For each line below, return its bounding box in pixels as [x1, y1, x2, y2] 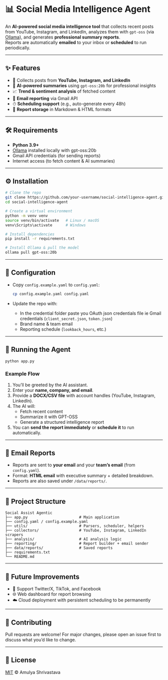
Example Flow [5, 370, 40, 377]
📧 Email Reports [5, 449, 55, 457]
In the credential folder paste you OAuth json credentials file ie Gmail [19, 310, 161, 316]
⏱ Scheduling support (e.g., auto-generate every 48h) [12, 101, 126, 107]
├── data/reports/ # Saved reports [5, 545, 113, 550]
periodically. [5, 45, 31, 51]
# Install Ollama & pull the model [5, 245, 79, 250]
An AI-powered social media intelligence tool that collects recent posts [5, 23, 154, 30]
